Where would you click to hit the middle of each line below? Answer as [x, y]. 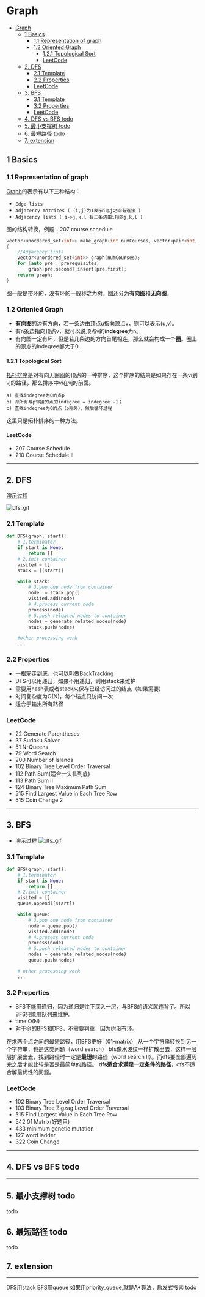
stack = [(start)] [41, 570]
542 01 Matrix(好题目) [42, 1122]
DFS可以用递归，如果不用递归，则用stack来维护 [75, 681]
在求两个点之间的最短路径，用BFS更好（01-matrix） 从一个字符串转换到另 [99, 1041]
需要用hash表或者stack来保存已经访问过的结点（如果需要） [90, 689]
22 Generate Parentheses [47, 734]
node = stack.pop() [54, 593]
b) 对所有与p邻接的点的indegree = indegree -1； [65, 402]
